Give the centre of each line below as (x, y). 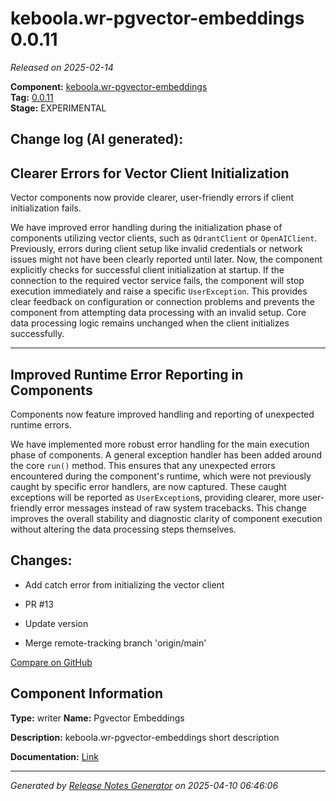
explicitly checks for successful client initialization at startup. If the (147, 270)
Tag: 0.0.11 (32, 97)
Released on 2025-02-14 (62, 67)
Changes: (41, 560)
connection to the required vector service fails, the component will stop (157, 281)
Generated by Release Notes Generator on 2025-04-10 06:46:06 (144, 785)
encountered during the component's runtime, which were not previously (161, 476)
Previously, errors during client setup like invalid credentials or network (156, 249)
